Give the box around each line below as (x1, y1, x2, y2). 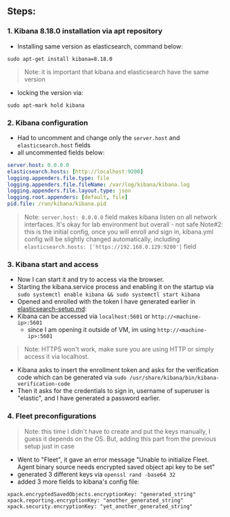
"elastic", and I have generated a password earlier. (17, 394, 161, 403)
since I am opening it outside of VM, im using (27, 326, 156, 334)
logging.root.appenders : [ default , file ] (7, 194, 128, 201)
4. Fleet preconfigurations (7, 412, 97, 421)
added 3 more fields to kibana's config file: (17, 477, 140, 486)
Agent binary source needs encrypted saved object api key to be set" (17, 462, 215, 471)
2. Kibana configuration (7, 118, 88, 128)
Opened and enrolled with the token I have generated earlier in (17, 297, 195, 306)
